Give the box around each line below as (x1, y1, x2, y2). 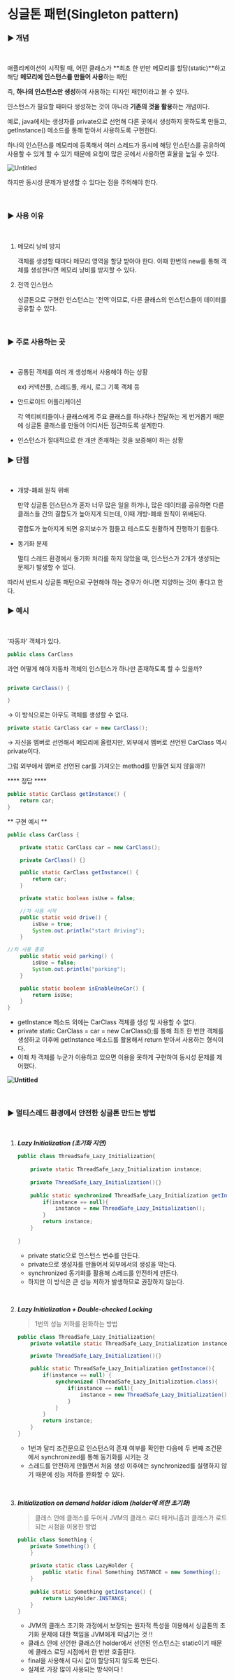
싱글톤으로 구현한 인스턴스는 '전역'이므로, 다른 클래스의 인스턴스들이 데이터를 (17, 295, 227, 303)
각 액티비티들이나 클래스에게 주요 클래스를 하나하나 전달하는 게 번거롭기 (17, 413, 212, 421)
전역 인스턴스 (17, 280, 54, 289)
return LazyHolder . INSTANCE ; (43, 1595, 128, 1602)
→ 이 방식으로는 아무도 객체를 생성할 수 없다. (7, 710, 129, 719)
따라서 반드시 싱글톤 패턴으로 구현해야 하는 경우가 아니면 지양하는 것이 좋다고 (7, 578, 217, 586)
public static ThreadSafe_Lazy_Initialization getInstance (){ (30, 1365, 215, 1372)
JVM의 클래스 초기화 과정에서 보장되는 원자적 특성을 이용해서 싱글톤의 (27, 1621, 219, 1630)
